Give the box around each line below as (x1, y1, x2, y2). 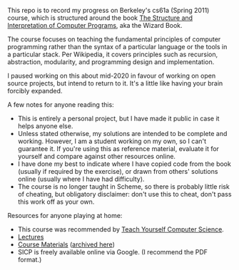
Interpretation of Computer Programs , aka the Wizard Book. (7, 21, 183, 29)
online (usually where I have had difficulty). (17, 175, 145, 183)
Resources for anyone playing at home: (7, 212, 123, 219)
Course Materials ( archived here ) (17, 240, 116, 249)
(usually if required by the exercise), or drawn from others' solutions (17, 167, 218, 175)
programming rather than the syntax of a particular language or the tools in (7, 43, 228, 51)
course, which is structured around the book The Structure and (7, 14, 193, 22)
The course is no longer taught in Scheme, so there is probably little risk (17, 182, 230, 191)
